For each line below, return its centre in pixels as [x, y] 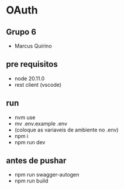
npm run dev [30, 142]
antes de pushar [36, 161]
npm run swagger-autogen [47, 175]
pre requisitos [32, 64]
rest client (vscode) [38, 84]
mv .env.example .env [41, 123]
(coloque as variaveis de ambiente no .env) [66, 130]
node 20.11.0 [30, 78]
